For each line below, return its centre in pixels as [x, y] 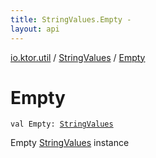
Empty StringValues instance [70, 143]
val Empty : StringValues [62, 124]
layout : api [35, 29]
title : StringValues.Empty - [71, 19]
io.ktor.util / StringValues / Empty [78, 57]
